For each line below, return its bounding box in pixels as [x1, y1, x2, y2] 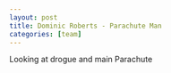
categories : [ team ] [9, 29, 82, 38]
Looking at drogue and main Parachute [9, 54, 153, 65]
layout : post [9, 12, 58, 22]
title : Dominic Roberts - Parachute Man [9, 21, 163, 30]
